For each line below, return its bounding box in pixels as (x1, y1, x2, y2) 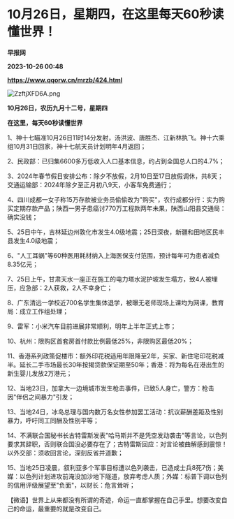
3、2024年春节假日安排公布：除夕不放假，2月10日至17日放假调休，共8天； (7, 172, 224, 180)
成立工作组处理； (19, 307, 68, 315)
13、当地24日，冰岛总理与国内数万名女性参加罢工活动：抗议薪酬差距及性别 (7, 407, 224, 416)
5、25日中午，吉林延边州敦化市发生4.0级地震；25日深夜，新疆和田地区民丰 (7, 228, 225, 236)
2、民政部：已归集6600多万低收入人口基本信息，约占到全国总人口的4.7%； (7, 156, 225, 165)
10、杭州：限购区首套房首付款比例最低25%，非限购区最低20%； (7, 337, 194, 345)
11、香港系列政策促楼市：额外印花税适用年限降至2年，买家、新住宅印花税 (7, 351, 218, 360)
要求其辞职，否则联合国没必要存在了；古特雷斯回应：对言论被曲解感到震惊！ (7, 439, 228, 448)
